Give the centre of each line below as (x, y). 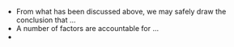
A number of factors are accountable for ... (87, 28)
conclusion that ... (46, 20)
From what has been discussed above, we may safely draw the (121, 12)
